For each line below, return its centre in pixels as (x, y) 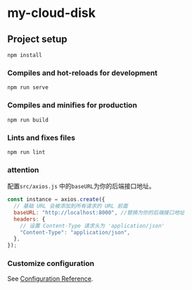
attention (23, 169)
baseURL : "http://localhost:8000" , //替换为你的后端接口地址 (99, 212)
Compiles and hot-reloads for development (83, 73)
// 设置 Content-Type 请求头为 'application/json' (92, 226)
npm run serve (28, 87)
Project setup (38, 39)
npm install (25, 55)
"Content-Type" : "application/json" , (75, 232)
